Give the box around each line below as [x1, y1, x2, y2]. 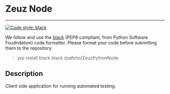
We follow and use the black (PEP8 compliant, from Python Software [5, 34, 148, 40]
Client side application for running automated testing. [5, 83, 116, 89]
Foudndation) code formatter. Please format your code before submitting [5, 39, 157, 45]
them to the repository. [5, 45, 53, 51]
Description [5, 69, 43, 78]
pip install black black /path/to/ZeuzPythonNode [17, 55, 119, 61]
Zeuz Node [5, 3, 53, 15]
